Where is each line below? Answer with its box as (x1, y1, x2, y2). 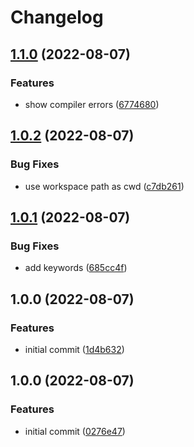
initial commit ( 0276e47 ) (24, 425, 126, 437)
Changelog (10, 6, 104, 29)
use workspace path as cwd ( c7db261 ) (24, 180, 185, 192)
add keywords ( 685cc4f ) (24, 262, 128, 274)
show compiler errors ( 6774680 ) (24, 98, 160, 110)
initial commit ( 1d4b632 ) (24, 343, 125, 355)
